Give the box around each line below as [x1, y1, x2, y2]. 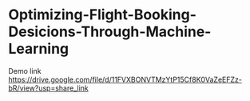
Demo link [8, 66, 42, 75]
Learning [8, 40, 69, 58]
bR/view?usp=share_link [8, 83, 89, 93]
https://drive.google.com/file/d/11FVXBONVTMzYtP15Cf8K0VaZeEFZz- [8, 75, 242, 84]
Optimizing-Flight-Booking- [8, 6, 197, 24]
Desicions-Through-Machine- [8, 22, 212, 41]
